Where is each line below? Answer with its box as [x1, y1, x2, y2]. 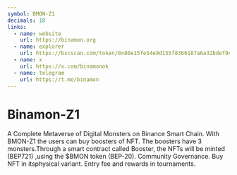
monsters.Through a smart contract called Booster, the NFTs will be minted [7, 145, 226, 153]
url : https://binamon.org [20, 37, 97, 44]
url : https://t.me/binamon [20, 76, 99, 83]
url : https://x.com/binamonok [20, 63, 109, 70]
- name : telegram [13, 69, 65, 76]
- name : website [13, 30, 61, 37]
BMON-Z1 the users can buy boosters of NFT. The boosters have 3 [7, 137, 202, 145]
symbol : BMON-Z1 [7, 10, 55, 18]
